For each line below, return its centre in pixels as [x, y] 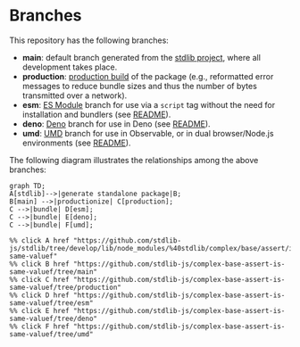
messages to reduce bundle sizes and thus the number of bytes [139, 86]
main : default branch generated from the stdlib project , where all [142, 57]
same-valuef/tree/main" [54, 272]
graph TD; [28, 186]
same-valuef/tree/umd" [51, 334]
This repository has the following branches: [89, 40]
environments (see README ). [76, 143]
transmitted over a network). [75, 95]
